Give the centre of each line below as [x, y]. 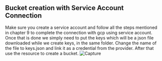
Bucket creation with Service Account [65, 8]
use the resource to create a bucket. [42, 53]
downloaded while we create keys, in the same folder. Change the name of [81, 43]
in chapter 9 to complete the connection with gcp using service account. [79, 32]
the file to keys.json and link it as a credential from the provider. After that [80, 48]
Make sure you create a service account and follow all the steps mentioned [81, 27]
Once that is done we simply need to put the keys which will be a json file [80, 38]
